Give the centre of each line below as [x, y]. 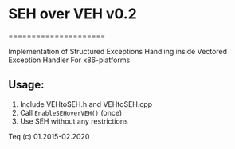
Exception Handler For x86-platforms [69, 60]
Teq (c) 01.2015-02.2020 [49, 136]
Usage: [27, 85]
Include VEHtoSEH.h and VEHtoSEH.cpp [86, 104]
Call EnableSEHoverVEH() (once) [71, 112]
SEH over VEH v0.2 [72, 14]
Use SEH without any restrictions [74, 121]
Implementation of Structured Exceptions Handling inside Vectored [118, 51]
